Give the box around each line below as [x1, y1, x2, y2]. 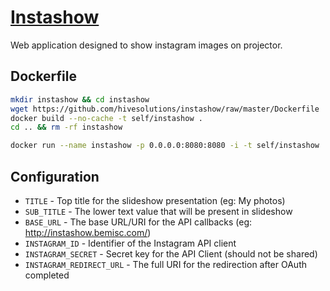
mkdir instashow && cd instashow [10, 94, 150, 105]
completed [24, 269, 70, 281]
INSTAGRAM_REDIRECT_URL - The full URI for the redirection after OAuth [24, 258, 307, 270]
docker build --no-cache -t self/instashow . [10, 113, 203, 123]
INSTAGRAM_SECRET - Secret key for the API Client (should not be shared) [24, 247, 318, 260]
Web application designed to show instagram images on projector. [10, 39, 283, 51]
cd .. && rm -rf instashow [10, 122, 123, 133]
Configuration [10, 168, 100, 185]
